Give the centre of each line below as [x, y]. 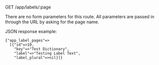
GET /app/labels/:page [28, 7]
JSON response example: [31, 31]
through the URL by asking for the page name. [52, 22]
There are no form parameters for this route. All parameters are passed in [80, 16]
